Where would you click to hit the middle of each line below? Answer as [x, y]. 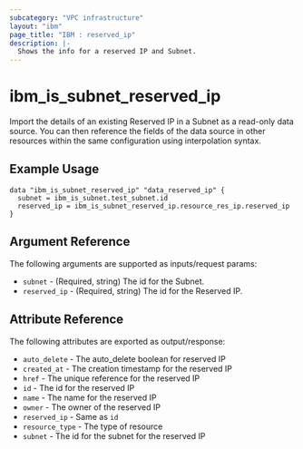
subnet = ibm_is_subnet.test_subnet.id [93, 198]
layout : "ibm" [36, 26]
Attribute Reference [67, 320]
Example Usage [54, 169]
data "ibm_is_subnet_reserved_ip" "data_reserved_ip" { [117, 190]
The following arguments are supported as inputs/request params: [133, 263]
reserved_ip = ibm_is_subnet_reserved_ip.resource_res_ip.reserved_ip [154, 206]
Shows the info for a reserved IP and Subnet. [107, 52]
